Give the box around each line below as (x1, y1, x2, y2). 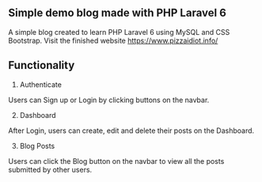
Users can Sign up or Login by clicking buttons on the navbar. (8, 95, 210, 104)
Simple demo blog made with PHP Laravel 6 (8, 6, 227, 20)
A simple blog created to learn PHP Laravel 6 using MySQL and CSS (8, 27, 230, 36)
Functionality (8, 59, 75, 72)
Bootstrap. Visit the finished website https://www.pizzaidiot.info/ (8, 36, 218, 45)
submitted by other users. (8, 165, 93, 174)
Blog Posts (19, 141, 55, 150)
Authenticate (19, 79, 62, 89)
